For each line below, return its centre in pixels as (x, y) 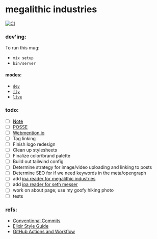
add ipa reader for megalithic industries (54, 179)
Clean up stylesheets (35, 150)
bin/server (24, 64)
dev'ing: (16, 37)
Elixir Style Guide (31, 226)
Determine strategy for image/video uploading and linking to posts (82, 167)
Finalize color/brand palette (41, 156)
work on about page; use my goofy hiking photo (63, 190)
